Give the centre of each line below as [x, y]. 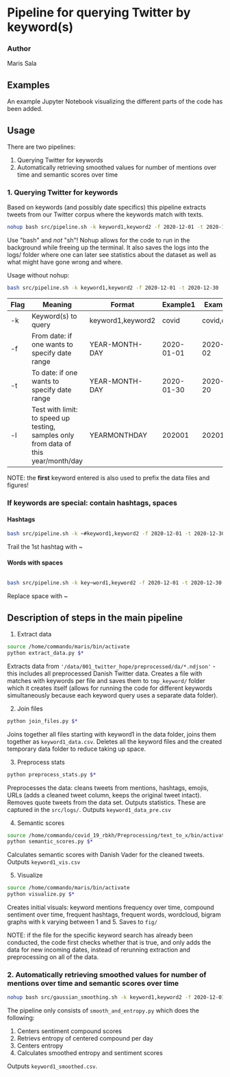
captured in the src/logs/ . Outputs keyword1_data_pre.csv [89, 809]
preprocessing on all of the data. [53, 957]
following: [21, 1018]
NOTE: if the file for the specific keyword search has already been [100, 935]
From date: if [52, 336]
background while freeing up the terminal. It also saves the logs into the [108, 247]
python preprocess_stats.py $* [52, 775]
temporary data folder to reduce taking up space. [76, 749]
